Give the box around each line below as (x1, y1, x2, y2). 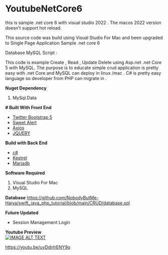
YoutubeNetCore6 (5, 3, 83, 15)
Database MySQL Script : (5, 50, 58, 56)
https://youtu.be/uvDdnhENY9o (5, 244, 71, 250)
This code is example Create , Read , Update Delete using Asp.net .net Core (5, 59, 162, 65)
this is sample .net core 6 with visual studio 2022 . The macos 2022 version (5, 20, 161, 26)
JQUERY (12, 130, 31, 136)
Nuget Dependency (5, 85, 47, 91)
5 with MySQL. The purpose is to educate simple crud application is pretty (5, 65, 159, 71)
